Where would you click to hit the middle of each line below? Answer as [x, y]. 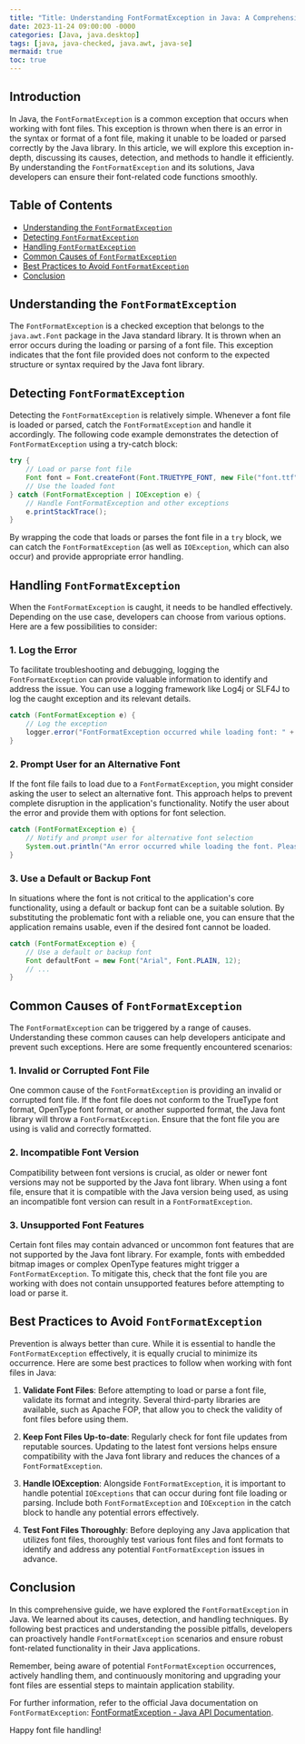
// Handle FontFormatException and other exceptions [128, 503]
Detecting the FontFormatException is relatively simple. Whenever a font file [150, 416]
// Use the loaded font [71, 486]
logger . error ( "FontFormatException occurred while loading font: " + [160, 733]
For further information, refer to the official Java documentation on [134, 1702]
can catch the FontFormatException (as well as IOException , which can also [149, 547]
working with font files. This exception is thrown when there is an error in [146, 128]
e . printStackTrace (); [66, 511]
